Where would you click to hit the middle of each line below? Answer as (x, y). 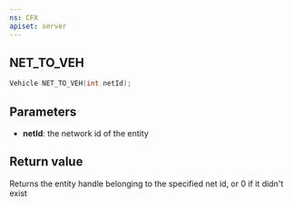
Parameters (43, 112)
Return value (46, 162)
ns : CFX (24, 18)
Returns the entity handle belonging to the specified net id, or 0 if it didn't (146, 183)
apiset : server (38, 26)
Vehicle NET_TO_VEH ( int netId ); (70, 84)
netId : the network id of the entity (86, 133)
